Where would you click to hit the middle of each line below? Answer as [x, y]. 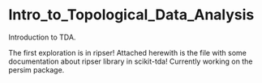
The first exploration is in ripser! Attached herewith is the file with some [128, 52]
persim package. [37, 69]
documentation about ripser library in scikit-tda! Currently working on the [131, 61]
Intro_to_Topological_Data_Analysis [131, 15]
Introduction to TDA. [42, 37]
